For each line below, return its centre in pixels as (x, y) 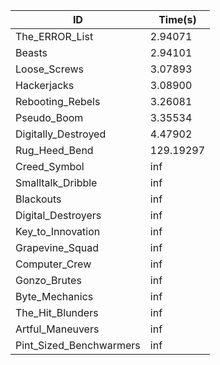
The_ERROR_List (54, 36)
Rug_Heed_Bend (54, 150)
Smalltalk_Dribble (56, 182)
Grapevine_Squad (57, 247)
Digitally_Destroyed (61, 134)
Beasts (31, 52)
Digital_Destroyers (58, 215)
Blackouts (38, 199)
